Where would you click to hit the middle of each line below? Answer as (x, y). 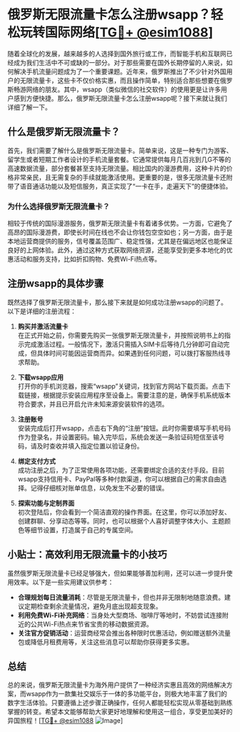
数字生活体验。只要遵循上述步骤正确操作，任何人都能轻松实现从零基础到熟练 (120, 703)
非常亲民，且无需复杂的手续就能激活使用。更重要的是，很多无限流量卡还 (120, 177)
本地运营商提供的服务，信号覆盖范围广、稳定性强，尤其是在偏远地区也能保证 (120, 241)
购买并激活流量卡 (43, 326)
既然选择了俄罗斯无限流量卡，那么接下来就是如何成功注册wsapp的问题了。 (117, 302)
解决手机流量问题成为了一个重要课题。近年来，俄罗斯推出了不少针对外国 (120, 71)
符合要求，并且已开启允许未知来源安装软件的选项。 (93, 403)
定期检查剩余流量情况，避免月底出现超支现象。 (93, 606)
